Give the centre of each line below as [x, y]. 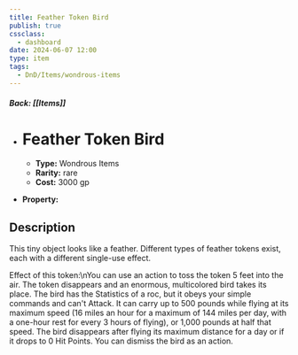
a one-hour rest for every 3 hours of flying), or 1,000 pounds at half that [141, 322]
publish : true [35, 26]
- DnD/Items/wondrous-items [69, 75]
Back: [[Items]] [38, 104]
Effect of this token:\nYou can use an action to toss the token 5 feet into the [146, 275]
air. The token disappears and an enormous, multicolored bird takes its [138, 285]
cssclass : [27, 34]
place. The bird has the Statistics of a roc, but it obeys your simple [130, 294]
